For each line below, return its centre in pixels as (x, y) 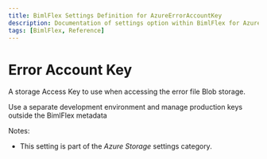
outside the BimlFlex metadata (58, 115)
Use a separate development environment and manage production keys (126, 107)
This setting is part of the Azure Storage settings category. (116, 146)
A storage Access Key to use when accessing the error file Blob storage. (127, 91)
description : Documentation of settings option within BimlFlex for (124, 23)
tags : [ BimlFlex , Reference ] (56, 30)
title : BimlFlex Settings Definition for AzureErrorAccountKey (115, 16)
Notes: (19, 131)
